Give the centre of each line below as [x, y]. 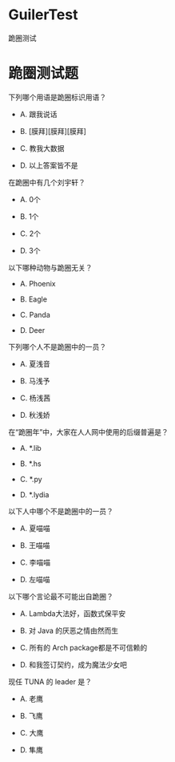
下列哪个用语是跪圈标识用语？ [57, 97]
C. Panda [35, 314]
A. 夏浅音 [35, 363]
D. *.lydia [34, 494]
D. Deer [32, 330]
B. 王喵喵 [35, 545]
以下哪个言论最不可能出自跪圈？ [61, 596]
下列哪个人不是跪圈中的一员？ [57, 347]
